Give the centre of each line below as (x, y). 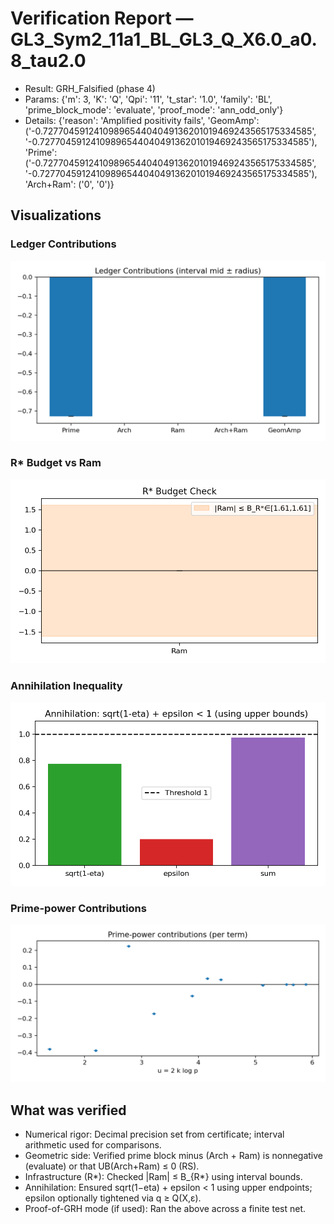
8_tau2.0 (48, 61)
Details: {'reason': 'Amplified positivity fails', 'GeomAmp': (142, 120)
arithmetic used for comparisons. (93, 1145)
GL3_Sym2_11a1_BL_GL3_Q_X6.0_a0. (164, 39)
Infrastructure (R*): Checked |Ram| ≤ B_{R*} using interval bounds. (163, 1177)
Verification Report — (102, 18)
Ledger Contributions (63, 244)
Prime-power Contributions (78, 909)
